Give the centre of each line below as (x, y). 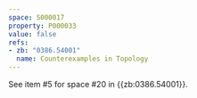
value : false (33, 34)
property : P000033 (42, 26)
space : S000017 (37, 17)
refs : (18, 42)
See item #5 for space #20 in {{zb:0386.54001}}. (98, 84)
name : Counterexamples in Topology (82, 59)
